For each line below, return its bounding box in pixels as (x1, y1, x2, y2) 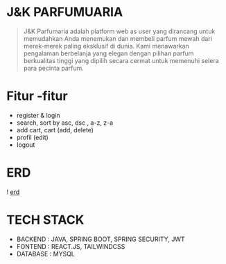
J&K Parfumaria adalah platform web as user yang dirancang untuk (23, 27, 216, 35)
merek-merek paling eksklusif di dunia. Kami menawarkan (23, 42, 190, 50)
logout (16, 140, 35, 149)
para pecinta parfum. (23, 64, 85, 72)
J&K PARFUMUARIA (6, 4, 123, 20)
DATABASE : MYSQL (16, 249, 76, 258)
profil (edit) (16, 133, 49, 141)
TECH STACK (6, 212, 85, 227)
